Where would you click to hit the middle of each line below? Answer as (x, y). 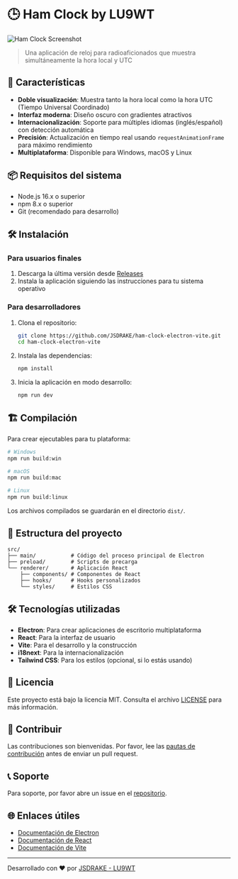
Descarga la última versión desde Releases (80, 274)
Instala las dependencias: (55, 355)
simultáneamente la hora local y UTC (79, 60)
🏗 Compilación (42, 418)
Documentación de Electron (58, 832)
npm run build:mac (34, 478)
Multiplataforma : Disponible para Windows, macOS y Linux (105, 152)
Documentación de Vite (52, 847)
